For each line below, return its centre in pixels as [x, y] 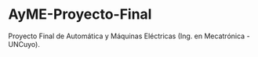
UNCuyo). [24, 44]
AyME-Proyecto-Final [80, 14]
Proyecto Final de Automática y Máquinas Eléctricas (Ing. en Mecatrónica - [129, 36]
